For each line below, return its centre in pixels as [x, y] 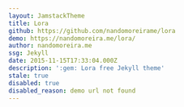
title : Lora [28, 23]
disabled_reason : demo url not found [72, 91]
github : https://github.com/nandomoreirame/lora [92, 31]
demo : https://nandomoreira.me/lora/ [72, 38]
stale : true [28, 76]
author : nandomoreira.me [50, 46]
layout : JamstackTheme [47, 16]
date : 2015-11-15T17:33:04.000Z [63, 61]
